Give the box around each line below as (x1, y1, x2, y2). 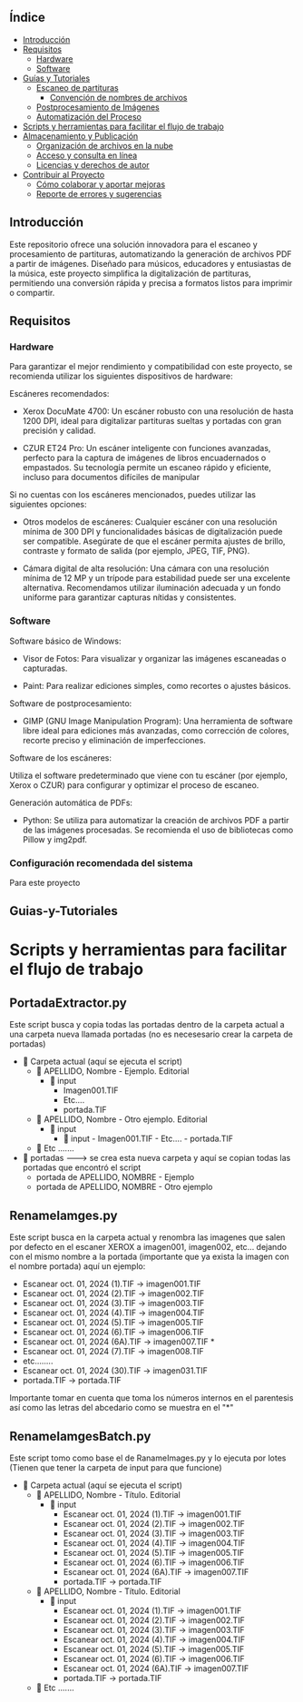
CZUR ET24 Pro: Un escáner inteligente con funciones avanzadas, (22, 443, 271, 454)
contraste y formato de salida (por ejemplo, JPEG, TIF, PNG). (22, 546, 250, 556)
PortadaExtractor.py (9, 995, 127, 1010)
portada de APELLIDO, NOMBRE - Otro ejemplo (35, 1182, 213, 1193)
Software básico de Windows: (9, 635, 122, 646)
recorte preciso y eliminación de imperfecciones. (22, 734, 206, 745)
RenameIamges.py (9, 1207, 118, 1223)
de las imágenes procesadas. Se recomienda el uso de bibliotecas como (22, 824, 294, 835)
